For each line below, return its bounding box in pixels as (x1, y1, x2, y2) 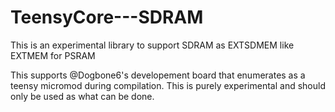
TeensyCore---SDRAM (10, 6, 204, 29)
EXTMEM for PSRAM (10, 49, 96, 61)
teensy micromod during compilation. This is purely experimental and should (10, 79, 326, 91)
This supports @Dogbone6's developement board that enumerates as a (10, 69, 306, 81)
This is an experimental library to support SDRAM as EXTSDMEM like (10, 39, 295, 51)
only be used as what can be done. (10, 90, 155, 102)
